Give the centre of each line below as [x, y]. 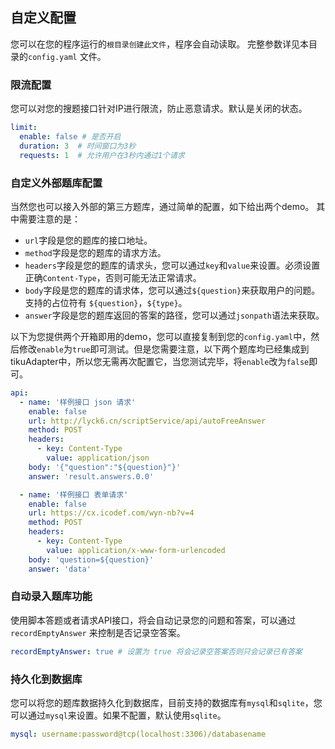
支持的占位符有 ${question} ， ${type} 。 [106, 302]
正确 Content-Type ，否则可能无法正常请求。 [113, 277]
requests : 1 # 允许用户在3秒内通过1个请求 [102, 155]
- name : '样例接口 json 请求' [78, 402]
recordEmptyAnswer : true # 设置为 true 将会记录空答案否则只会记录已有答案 [156, 651]
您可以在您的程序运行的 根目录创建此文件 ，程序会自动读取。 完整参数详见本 [160, 44]
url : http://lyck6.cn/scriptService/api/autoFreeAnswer [147, 421]
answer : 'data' [60, 569]
